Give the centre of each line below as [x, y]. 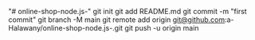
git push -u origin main [162, 28]
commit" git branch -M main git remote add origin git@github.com [117, 20]
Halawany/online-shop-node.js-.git [66, 28]
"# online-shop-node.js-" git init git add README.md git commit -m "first [127, 11]
